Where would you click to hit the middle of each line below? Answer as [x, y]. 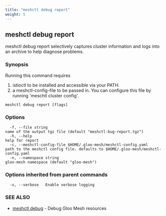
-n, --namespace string [34, 158]
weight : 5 [15, 14]
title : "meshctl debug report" [38, 10]
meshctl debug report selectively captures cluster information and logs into [83, 46]
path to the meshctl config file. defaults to [54, 149]
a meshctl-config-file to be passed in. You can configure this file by [82, 90]
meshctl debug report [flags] [37, 105]
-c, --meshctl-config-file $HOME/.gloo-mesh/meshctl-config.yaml [79, 144]
